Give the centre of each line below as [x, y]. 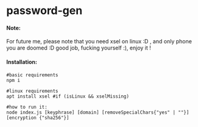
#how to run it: [27, 107]
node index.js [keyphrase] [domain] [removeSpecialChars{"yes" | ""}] [98, 112]
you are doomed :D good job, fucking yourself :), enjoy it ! [79, 48]
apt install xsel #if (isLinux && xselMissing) [68, 96]
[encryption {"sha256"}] [38, 118]
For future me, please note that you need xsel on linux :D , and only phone [99, 42]
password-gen [44, 11]
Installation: [22, 62]
